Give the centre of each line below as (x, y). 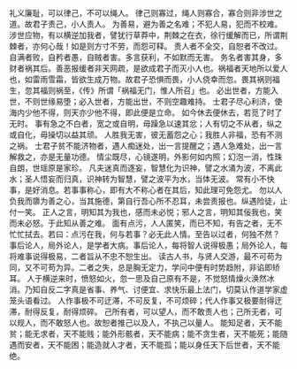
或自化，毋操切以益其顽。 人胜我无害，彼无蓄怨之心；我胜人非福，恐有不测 (146, 135)
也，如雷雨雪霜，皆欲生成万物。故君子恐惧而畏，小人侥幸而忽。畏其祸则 (141, 79)
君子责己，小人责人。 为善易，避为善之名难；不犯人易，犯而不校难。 (157, 24)
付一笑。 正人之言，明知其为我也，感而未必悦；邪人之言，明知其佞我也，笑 (146, 212)
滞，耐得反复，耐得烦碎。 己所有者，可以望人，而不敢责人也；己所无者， (142, 311)
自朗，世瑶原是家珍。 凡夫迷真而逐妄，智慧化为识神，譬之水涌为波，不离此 (146, 168)
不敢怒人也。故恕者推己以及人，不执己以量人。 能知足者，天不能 (165, 323)
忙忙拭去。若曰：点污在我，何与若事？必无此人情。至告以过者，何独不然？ (145, 234)
